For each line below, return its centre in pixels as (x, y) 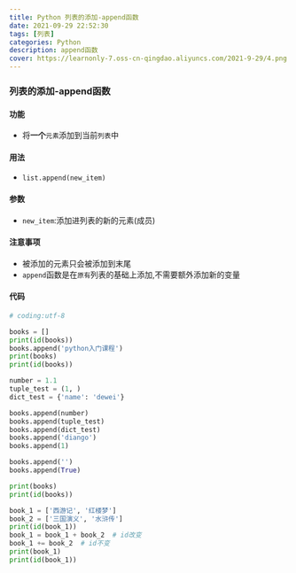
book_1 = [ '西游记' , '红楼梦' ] (63, 510)
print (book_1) (35, 552)
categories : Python (45, 42)
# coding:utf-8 (37, 315)
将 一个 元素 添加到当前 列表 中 (70, 136)
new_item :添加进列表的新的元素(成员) (89, 220)
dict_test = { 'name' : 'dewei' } (67, 397)
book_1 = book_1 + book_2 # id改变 (75, 535)
